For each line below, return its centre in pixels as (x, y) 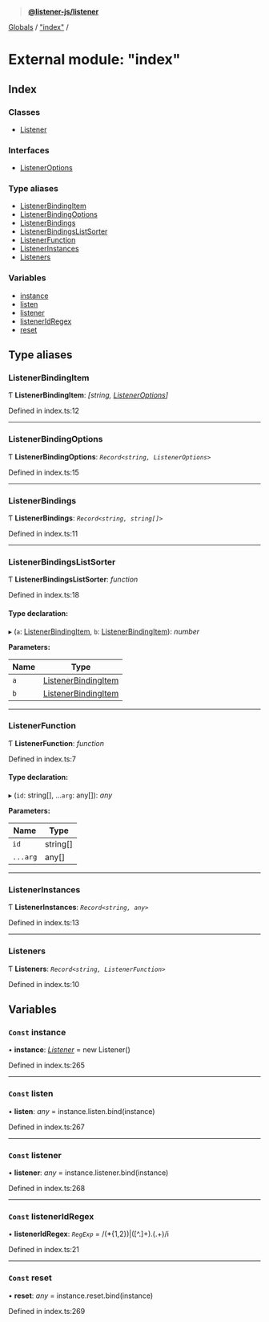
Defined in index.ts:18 (44, 595)
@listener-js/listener (63, 12)
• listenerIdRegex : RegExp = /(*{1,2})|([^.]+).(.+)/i (89, 1234)
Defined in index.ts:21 (44, 1250)
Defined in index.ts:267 (47, 1127)
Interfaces (29, 150)
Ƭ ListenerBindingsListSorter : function (73, 579)
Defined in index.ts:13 (44, 923)
